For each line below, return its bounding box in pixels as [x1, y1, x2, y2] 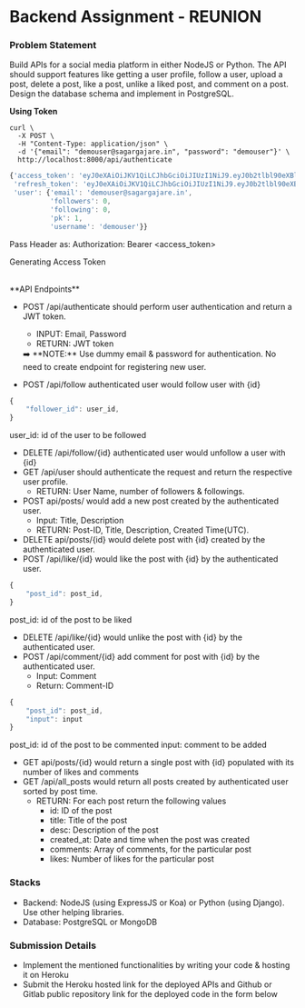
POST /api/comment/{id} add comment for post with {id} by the [22, 651, 261, 662]
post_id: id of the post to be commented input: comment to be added [9, 739, 268, 751]
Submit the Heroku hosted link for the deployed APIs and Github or [22, 979, 272, 990]
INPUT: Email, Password [35, 328, 127, 339]
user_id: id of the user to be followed [9, 430, 147, 441]
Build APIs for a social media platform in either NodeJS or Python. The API [9, 59, 287, 70]
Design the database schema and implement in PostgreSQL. [9, 88, 234, 99]
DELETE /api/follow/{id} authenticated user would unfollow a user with [22, 447, 286, 458]
